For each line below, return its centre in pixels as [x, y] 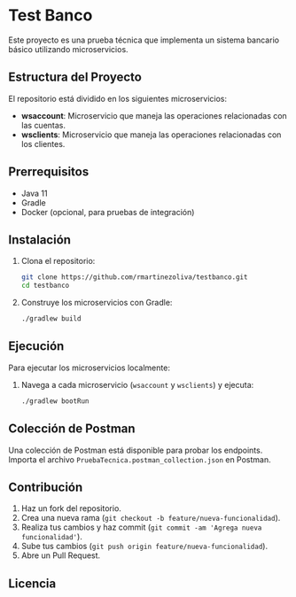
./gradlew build [51, 319]
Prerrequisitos [49, 172]
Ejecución [36, 346]
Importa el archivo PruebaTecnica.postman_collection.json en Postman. [140, 459]
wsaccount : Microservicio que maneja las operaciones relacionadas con [154, 115]
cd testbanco [45, 286]
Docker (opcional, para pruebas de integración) [108, 212]
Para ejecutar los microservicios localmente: [89, 368]
